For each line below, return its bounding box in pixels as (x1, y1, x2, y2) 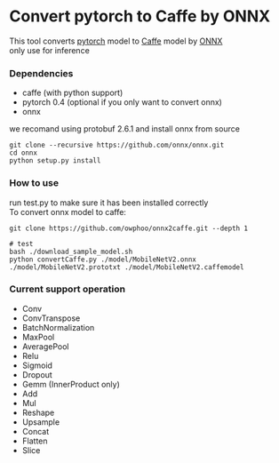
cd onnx (9, 148, 38, 157)
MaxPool (21, 331, 55, 342)
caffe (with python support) (21, 87, 124, 99)
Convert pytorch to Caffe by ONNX (9, 6, 271, 27)
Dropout (21, 369, 53, 379)
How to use (9, 177, 60, 189)
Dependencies (9, 67, 74, 79)
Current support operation (9, 283, 126, 295)
